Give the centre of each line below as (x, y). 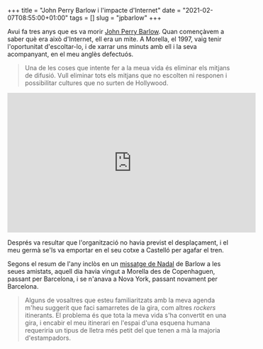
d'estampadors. (47, 338)
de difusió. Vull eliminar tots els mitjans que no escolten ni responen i (126, 75)
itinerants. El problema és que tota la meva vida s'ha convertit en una (125, 315)
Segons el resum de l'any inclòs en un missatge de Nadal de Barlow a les (114, 264)
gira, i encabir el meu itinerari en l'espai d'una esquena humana (117, 323)
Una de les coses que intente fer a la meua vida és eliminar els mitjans (127, 68)
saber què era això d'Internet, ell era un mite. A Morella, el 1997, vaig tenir (114, 39)
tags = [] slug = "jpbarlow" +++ (116, 18)
